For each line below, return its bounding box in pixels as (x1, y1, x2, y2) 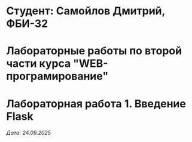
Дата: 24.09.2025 (6, 129, 51, 137)
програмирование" (6, 70, 109, 83)
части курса (6, 57, 71, 70)
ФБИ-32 (6, 17, 48, 30)
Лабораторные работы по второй (6, 44, 182, 58)
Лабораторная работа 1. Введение (6, 97, 187, 110)
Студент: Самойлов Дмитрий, (6, 4, 166, 18)
